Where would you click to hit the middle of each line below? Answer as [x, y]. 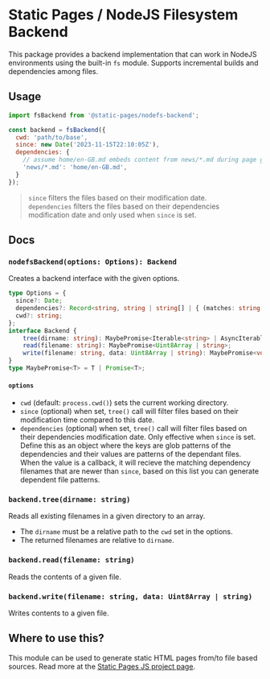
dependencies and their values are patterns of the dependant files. [131, 454]
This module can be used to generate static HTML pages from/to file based [133, 657]
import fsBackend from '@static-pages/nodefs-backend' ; [104, 115]
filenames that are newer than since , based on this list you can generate [139, 471]
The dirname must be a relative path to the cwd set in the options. [126, 532]
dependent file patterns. [60, 480]
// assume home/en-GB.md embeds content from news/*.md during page [140, 160]
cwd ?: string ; [39, 316]
